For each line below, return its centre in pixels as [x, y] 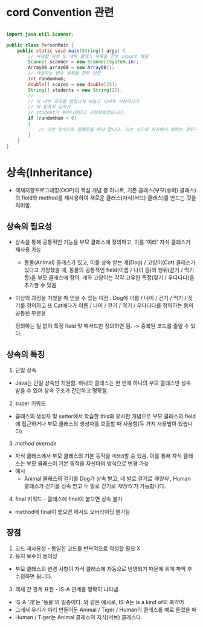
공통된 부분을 [31, 313]
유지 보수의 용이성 [36, 556]
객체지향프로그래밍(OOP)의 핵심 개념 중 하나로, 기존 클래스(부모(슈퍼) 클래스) [105, 190]
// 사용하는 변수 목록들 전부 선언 [64, 73]
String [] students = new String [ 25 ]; [75, 90]
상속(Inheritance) [50, 172]
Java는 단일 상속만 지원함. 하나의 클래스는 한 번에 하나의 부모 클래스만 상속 [103, 383]
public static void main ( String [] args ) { [71, 51]
